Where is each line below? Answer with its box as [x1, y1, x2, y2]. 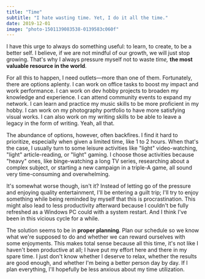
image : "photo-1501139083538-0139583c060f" [6, 26, 119, 32]
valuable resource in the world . [6, 62, 87, 70]
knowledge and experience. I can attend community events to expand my [6, 94, 192, 101]
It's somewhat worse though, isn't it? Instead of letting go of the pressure [6, 182, 192, 190]
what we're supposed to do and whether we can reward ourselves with [6, 233, 185, 240]
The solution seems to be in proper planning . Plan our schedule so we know [6, 227, 199, 234]
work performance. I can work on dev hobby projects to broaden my [6, 87, 179, 95]
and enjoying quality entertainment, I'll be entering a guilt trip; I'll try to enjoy [6, 189, 199, 196]
